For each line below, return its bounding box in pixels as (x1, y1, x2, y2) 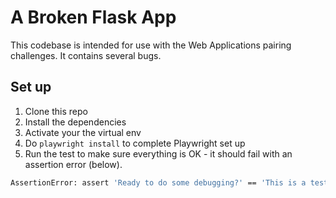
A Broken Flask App (10, 6, 177, 29)
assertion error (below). (24, 158, 123, 170)
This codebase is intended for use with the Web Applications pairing (10, 39, 292, 51)
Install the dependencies (24, 116, 127, 128)
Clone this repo (24, 105, 88, 117)
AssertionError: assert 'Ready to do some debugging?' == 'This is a (10, 177, 307, 188)
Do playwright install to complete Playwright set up (24, 137, 246, 149)
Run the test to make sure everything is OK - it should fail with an (24, 147, 293, 160)
